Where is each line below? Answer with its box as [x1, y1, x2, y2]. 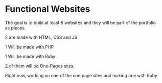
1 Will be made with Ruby [5, 53, 56, 59]
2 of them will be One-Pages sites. [5, 63, 75, 69]
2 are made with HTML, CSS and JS [5, 34, 77, 40]
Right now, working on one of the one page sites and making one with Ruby [5, 72, 158, 78]
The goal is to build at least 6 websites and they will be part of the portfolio [5, 20, 156, 26]
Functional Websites [5, 3, 91, 15]
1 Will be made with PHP [5, 44, 54, 50]
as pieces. [5, 25, 26, 30]
